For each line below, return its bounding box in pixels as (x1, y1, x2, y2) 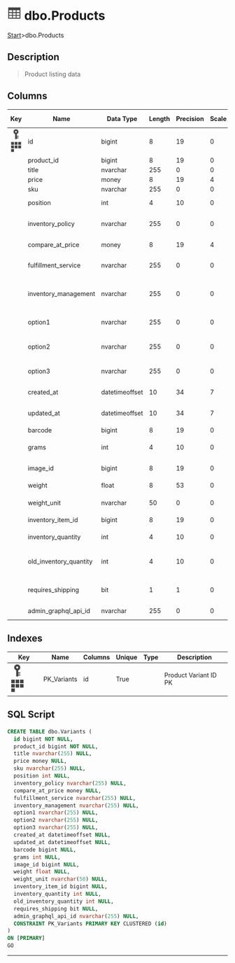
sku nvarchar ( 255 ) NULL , (13, 765, 86, 772)
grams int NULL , (13, 853, 61, 861)
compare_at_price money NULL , (13, 787, 101, 794)
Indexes (7, 633, 43, 645)
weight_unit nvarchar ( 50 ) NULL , (13, 876, 108, 883)
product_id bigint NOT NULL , (13, 743, 99, 750)
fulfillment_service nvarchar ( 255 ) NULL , (13, 794, 136, 801)
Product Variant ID (164, 671, 217, 680)
